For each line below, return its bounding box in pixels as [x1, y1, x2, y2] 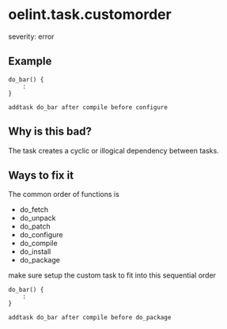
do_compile [19, 239, 58, 248]
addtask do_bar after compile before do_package [8, 314, 172, 322]
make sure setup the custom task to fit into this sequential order [8, 270, 216, 280]
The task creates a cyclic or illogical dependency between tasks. [8, 146, 219, 155]
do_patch [19, 221, 51, 231]
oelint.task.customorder [8, 6, 172, 24]
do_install [19, 247, 51, 256]
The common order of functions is [8, 190, 120, 199]
